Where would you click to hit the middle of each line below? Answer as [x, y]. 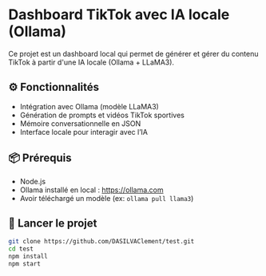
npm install [28, 257]
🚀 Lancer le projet [53, 223]
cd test [21, 249]
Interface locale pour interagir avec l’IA [83, 132]
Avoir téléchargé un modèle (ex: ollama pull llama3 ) [107, 198]
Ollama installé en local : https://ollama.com [91, 190]
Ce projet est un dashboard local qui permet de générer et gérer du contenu [133, 53]
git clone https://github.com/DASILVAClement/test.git [101, 242]
